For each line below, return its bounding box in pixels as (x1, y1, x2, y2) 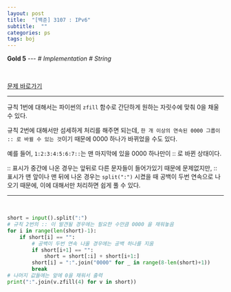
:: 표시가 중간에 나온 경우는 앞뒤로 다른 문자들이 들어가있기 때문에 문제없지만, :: (7, 164, 218, 172)
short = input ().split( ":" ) (7, 214, 88, 222)
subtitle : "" (7, 23, 48, 30)
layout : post (7, 10, 45, 17)
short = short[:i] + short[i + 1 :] (43, 253, 140, 260)
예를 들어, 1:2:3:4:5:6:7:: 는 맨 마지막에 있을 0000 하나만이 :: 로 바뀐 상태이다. (7, 149, 222, 158)
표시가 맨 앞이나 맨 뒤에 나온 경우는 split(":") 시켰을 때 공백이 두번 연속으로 (7, 172, 214, 181)
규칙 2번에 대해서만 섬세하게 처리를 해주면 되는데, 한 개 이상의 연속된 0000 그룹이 (7, 126, 221, 135)
